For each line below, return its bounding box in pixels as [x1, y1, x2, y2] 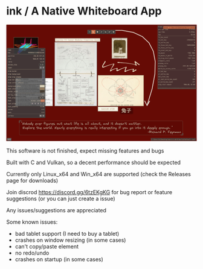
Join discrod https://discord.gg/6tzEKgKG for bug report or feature [6, 188, 173, 195]
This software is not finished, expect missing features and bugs [6, 147, 164, 154]
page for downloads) [6, 177, 59, 184]
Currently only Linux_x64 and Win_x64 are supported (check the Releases [6, 170, 192, 177]
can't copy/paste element [14, 242, 79, 250]
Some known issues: [6, 218, 58, 226]
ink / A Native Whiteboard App [6, 4, 162, 18]
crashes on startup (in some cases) [14, 255, 104, 263]
